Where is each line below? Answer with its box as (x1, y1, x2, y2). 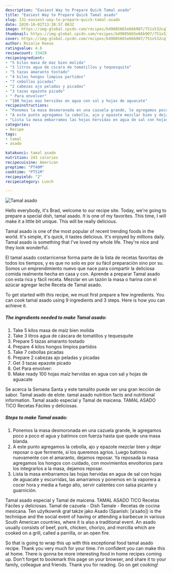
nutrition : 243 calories (5, 155, 58, 161)
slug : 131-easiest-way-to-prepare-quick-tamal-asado (5, 17, 120, 22)
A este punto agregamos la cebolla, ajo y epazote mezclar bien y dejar (12, 444, 161, 450)
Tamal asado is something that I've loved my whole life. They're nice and (5, 239, 159, 245)
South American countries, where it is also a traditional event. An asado (5, 519, 156, 525)
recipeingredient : (5, 55, 45, 61)
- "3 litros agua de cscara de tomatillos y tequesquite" (5, 65, 132, 70)
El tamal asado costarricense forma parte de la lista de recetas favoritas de (5, 254, 164, 261)
